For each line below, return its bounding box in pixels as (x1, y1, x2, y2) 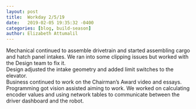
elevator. (6, 72, 28, 79)
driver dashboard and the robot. (6, 97, 84, 104)
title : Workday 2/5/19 (6, 14, 65, 20)
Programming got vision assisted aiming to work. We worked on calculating (6, 85, 190, 92)
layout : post (6, 8, 38, 15)
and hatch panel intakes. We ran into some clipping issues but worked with (6, 53, 189, 60)
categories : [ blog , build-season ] (6, 25, 92, 31)
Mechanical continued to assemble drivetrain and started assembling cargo (6, 47, 191, 54)
